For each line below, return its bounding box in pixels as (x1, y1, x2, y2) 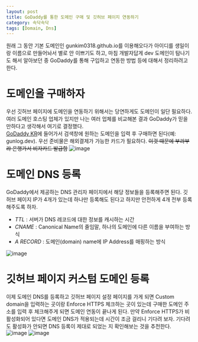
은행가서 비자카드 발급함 (12, 145, 68, 152)
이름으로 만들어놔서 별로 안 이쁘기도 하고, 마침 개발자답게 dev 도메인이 (12, 50, 174, 57)
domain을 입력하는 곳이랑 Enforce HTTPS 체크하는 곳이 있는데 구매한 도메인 (6, 301, 183, 308)
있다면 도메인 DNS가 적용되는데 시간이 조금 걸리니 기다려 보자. (31, 315, 175, 322)
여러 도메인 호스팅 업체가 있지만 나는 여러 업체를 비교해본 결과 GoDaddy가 (6, 115, 177, 122)
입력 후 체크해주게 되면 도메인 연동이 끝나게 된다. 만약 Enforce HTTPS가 (17, 308, 184, 315)
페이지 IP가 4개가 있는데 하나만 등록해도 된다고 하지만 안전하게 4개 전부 (17, 196, 181, 203)
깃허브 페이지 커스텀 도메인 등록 (6, 273, 150, 286)
